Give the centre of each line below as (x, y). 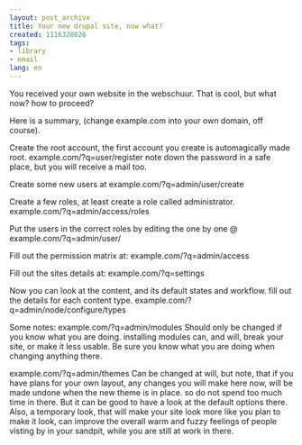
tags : (19, 43)
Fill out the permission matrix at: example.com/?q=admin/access (129, 255)
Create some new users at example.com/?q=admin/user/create (127, 184)
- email (24, 59)
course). (25, 130)
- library (28, 51)
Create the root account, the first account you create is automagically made (150, 147)
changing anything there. (56, 356)
